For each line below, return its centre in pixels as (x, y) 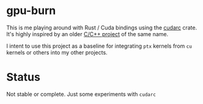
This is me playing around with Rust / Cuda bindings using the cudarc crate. (102, 28)
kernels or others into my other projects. (57, 52)
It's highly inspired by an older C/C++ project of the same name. (87, 34)
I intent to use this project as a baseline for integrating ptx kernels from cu (99, 46)
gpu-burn (31, 11)
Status (24, 77)
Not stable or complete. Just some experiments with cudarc (81, 94)
